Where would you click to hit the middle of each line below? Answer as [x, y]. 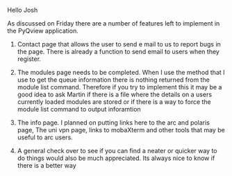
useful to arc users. [45, 137]
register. [29, 59]
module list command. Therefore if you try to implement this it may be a [119, 87]
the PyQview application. [43, 31]
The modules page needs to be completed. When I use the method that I [121, 72]
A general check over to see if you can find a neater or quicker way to [117, 151]
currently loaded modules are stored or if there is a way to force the [114, 102]
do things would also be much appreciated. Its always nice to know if [116, 158]
